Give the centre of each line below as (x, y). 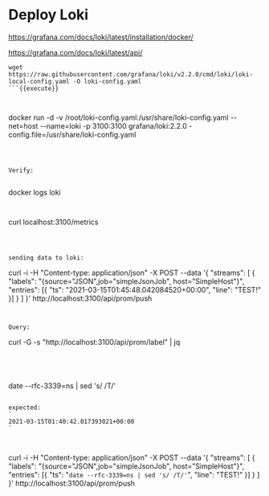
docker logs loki (35, 192)
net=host (23, 125)
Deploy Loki (49, 15)
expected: (25, 408)
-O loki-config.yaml (107, 81)
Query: (19, 327)
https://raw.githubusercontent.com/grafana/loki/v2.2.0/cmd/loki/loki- (130, 74)
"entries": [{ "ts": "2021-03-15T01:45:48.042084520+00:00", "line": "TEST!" (135, 289)
